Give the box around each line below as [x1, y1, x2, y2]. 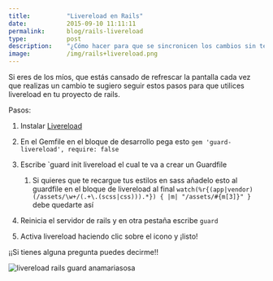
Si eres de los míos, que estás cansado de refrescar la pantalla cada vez [8, 72, 251, 81]
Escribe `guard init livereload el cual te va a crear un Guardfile [19, 160, 227, 169]
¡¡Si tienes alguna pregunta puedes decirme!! [8, 248, 158, 257]
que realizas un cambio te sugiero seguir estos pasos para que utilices [8, 81, 245, 90]
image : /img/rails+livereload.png [8, 50, 158, 58]
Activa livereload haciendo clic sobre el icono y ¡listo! [19, 231, 198, 241]
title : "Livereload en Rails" [8, 11, 144, 20]
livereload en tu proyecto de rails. [8, 90, 120, 99]
